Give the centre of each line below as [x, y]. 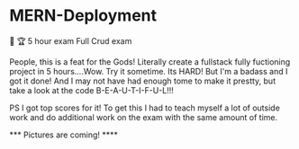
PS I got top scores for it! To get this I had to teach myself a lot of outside [145, 108]
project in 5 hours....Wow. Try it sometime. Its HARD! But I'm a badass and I [149, 71]
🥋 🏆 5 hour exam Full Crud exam [71, 40]
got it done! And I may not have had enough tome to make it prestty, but [143, 81]
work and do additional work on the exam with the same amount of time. [144, 117]
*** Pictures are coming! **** [64, 135]
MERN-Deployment [83, 16]
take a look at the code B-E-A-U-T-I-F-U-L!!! [91, 90]
